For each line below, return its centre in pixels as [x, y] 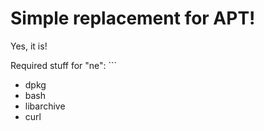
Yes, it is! [29, 46]
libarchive [45, 106]
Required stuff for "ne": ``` [64, 65]
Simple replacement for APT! [133, 18]
